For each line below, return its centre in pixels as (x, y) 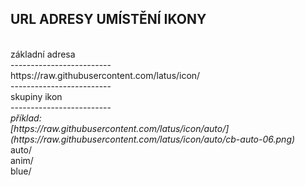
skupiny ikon (36, 96)
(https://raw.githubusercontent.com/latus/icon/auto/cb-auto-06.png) (153, 139)
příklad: (26, 118)
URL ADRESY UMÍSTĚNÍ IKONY (108, 19)
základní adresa (43, 54)
